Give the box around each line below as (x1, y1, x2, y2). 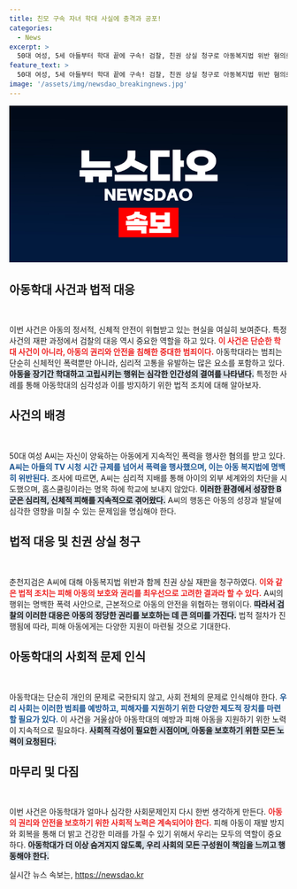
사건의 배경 (9, 408, 66, 423)
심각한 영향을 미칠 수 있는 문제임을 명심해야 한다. (9, 506, 177, 516)
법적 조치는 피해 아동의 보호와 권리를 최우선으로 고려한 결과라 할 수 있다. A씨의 (18, 587, 284, 598)
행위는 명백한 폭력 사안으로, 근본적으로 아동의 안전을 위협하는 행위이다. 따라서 (9, 599, 276, 609)
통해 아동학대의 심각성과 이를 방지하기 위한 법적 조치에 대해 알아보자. (25, 380, 262, 390)
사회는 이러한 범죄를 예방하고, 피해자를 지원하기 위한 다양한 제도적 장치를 (18, 702, 265, 713)
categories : (9, 23, 53, 33)
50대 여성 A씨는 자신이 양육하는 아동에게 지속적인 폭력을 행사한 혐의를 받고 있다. (9, 450, 286, 460)
